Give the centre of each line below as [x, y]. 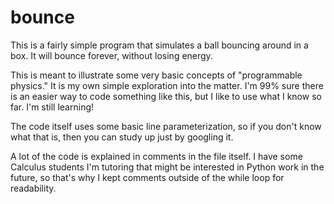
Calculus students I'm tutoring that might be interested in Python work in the [167, 167]
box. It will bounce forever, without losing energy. [111, 55]
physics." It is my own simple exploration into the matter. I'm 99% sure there [167, 85]
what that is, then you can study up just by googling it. [122, 137]
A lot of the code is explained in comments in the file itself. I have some [156, 156]
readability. [33, 188]
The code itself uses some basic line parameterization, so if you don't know [166, 126]
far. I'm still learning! [52, 107]
